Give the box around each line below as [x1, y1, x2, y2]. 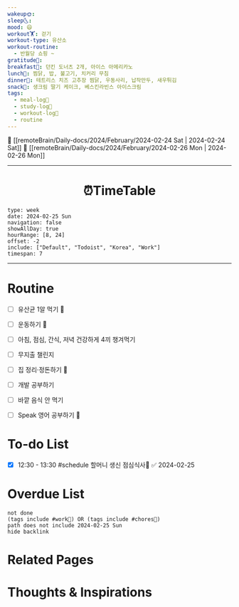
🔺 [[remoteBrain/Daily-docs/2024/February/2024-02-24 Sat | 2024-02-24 [7, 136, 225, 144]
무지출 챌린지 [17, 350, 55, 359]
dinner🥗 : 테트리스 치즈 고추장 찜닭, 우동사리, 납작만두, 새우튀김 [7, 76, 177, 84]
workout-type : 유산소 [7, 37, 68, 44]
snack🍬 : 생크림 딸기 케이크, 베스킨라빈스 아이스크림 [7, 83, 142, 90]
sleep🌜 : [7, 17, 32, 24]
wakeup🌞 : [7, 10, 36, 18]
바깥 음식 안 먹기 [17, 396, 64, 404]
